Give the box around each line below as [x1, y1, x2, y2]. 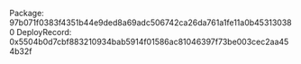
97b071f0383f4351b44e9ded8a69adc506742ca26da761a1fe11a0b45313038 [9, 17, 293, 28]
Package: [9, 8, 45, 18]
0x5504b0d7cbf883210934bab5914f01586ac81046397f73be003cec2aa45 [9, 36, 289, 47]
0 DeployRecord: [9, 27, 72, 37]
